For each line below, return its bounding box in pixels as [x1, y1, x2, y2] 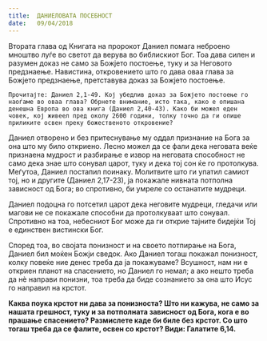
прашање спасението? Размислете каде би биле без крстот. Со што [8, 315, 248, 325]
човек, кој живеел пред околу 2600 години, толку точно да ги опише [8, 111, 241, 120]
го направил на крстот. [8, 283, 86, 292]
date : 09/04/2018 [8, 19, 74, 27]
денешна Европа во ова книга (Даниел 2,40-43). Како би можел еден [8, 105, 238, 113]
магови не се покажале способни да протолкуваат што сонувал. [8, 207, 230, 217]
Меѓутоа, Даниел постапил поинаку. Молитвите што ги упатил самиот [8, 166, 249, 176]
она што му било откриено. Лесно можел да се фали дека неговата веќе [8, 141, 258, 150]
